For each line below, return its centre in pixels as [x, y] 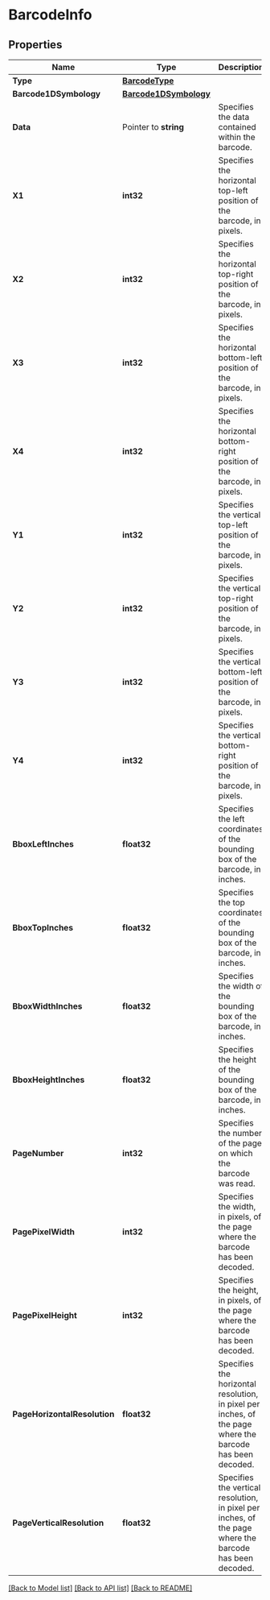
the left [231, 819]
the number [240, 1133]
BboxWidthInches [47, 1006]
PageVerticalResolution [58, 1523]
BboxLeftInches [43, 844]
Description [241, 67]
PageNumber [38, 1153]
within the [237, 137]
